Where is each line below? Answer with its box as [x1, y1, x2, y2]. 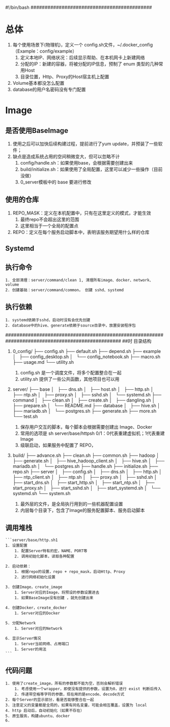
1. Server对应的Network [14, 626, 63, 631]
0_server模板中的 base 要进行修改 [20, 179, 92, 185]
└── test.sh [12, 413, 38, 419]
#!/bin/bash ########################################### [5, 5, 152, 10]
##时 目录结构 [122, 338, 152, 344]
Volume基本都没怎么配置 [12, 80, 65, 86]
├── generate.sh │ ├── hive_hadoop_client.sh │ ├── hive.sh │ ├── [12, 457, 165, 464]
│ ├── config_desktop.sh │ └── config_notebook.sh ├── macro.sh [12, 354, 160, 360]
